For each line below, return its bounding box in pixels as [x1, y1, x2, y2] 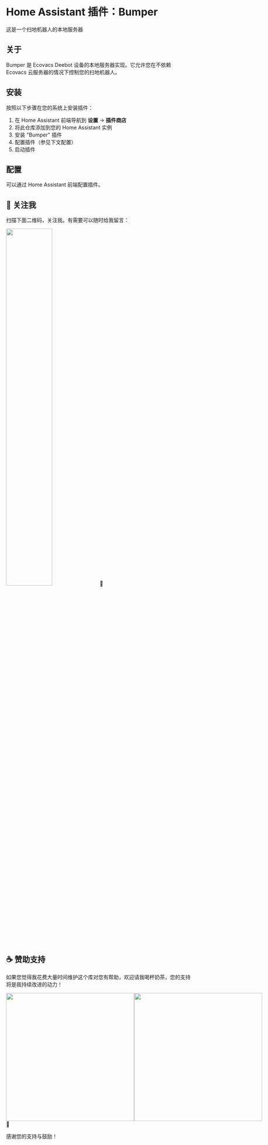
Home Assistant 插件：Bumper [6, 5, 158, 19]
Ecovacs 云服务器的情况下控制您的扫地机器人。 [6, 69, 121, 76]
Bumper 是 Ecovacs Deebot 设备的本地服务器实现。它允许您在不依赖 [6, 61, 171, 68]
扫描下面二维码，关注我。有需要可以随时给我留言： [6, 217, 129, 224]
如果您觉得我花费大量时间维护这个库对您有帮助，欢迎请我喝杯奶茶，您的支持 [6, 973, 191, 980]
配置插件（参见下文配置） [14, 138, 77, 145]
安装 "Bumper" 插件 [14, 131, 63, 138]
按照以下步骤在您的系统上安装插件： [6, 104, 94, 111]
